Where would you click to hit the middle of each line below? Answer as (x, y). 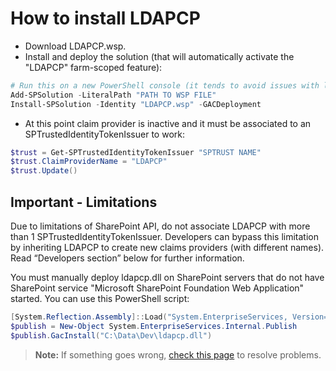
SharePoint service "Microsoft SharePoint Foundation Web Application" (157, 288)
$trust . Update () (44, 171)
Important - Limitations (84, 202)
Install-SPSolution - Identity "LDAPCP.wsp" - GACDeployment (136, 104)
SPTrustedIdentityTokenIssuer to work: (104, 134)
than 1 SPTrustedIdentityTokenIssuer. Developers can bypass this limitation (165, 236)
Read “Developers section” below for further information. (127, 258)
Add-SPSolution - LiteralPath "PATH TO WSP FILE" (113, 95)
